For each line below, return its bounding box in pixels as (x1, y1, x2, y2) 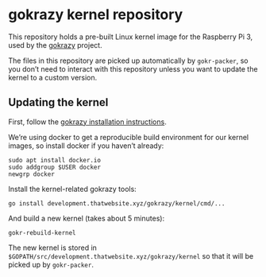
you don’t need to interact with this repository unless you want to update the (8, 64, 258, 73)
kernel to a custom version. (8, 72, 98, 82)
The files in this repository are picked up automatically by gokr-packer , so (8, 56, 249, 65)
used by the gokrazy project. (8, 40, 102, 49)
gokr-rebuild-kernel (8, 228, 77, 236)
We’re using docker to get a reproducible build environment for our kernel (8, 132, 249, 142)
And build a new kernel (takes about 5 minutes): (8, 213, 165, 223)
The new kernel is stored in (8, 243, 98, 252)
